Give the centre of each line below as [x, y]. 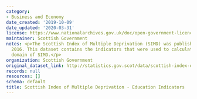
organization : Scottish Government [50, 60]
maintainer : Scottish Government [47, 38]
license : [17, 33]
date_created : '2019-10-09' [40, 22]
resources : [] [23, 76]
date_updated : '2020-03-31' [40, 28]
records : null [23, 71]
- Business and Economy [35, 17]
